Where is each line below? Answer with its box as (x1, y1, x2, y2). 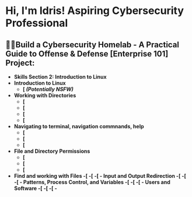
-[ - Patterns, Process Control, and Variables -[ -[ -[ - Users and (13, 179, 170, 185)
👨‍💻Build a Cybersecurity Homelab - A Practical (5, 40, 179, 50)
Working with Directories (13, 92, 76, 98)
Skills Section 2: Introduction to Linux (13, 73, 107, 80)
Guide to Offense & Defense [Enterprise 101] (5, 48, 169, 59)
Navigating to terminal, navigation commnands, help (13, 123, 144, 129)
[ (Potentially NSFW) (22, 86, 74, 93)
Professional (5, 16, 68, 30)
